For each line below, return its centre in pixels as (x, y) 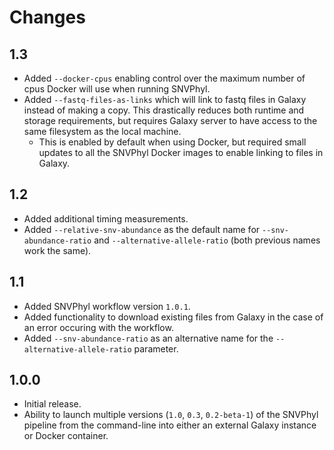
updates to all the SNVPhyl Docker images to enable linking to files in (181, 152)
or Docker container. (66, 436)
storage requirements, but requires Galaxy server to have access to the (170, 120)
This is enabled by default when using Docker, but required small (172, 142)
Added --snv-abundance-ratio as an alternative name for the (148, 338)
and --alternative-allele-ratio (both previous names (207, 240)
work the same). (57, 250)
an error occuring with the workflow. (98, 327)
